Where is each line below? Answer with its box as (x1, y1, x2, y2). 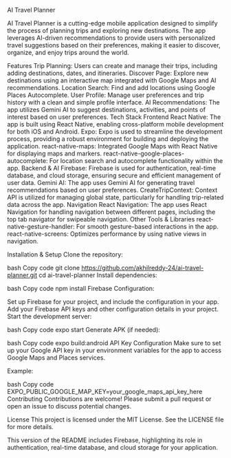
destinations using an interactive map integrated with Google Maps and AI (7, 76, 217, 85)
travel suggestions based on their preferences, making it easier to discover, (7, 41, 221, 49)
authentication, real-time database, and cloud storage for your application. (7, 444, 218, 451)
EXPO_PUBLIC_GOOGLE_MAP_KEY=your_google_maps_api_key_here (7, 388, 203, 395)
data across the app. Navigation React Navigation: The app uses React (7, 201, 208, 208)
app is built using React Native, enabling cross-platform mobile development (7, 120, 224, 128)
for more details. (7, 423, 54, 430)
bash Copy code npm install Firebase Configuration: (7, 285, 155, 292)
